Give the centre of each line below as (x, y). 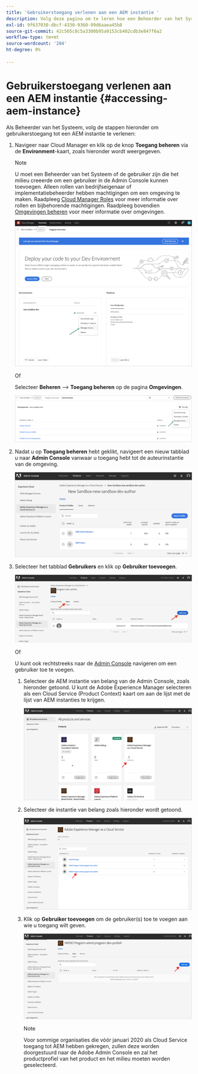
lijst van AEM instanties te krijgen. (64, 700)
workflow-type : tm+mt (33, 37)
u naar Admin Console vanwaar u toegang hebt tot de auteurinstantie (99, 458)
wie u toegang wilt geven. (55, 925)
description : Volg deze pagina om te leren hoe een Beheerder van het (95, 19)
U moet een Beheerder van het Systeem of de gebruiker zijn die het (96, 174)
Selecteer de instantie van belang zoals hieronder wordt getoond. (103, 810)
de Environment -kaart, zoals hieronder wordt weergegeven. (88, 151)
